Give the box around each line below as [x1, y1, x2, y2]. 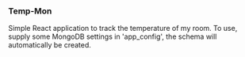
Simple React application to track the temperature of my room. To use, [8, 24, 238, 33]
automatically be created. [8, 40, 91, 50]
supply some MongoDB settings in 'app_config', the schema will [8, 32, 217, 41]
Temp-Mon [8, 6, 52, 17]
